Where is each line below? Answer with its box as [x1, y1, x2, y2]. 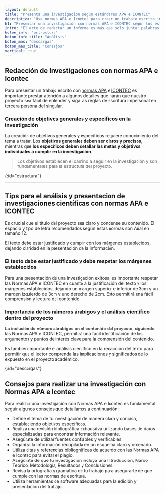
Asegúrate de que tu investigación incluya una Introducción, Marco [12, 457, 148, 463]
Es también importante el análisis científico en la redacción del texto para [5, 346, 153, 352]
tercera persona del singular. [5, 103, 63, 109]
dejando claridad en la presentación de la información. [5, 245, 115, 251]
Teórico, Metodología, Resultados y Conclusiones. [12, 462, 114, 468]
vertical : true [5, 48, 36, 53]
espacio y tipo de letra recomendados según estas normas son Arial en [5, 225, 150, 231]
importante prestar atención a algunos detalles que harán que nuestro [5, 93, 146, 99]
